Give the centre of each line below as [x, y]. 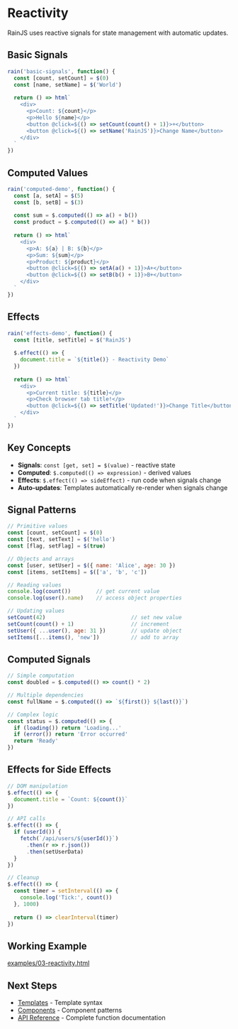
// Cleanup [23, 878]
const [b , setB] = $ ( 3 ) [49, 202]
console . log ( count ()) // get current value [84, 592]
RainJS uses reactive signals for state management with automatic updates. [118, 33]
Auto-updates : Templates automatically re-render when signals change [123, 487]
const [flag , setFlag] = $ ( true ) [57, 546]
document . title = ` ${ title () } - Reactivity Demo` [95, 360]
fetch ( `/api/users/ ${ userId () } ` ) [69, 839]
